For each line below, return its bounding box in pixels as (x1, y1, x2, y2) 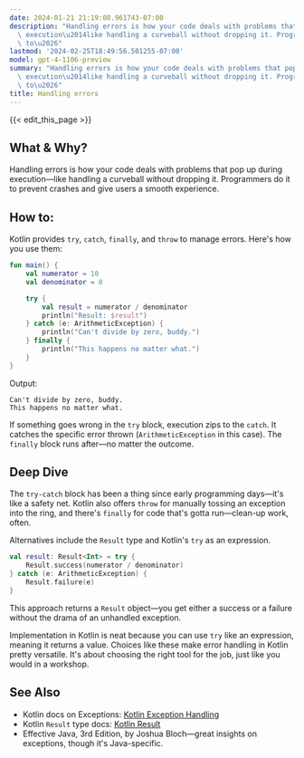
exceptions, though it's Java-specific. (22, 737, 164, 748)
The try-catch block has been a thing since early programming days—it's (9, 488, 284, 499)
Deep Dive (9, 465, 69, 480)
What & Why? (9, 139, 88, 155)
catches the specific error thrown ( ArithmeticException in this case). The (9, 428, 282, 439)
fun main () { (9, 261, 59, 270)
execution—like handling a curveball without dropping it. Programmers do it (9, 174, 291, 185)
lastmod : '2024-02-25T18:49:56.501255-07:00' (9, 47, 184, 56)
